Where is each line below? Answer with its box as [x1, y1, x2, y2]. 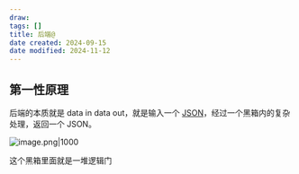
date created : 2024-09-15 [9, 38, 106, 48]
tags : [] [9, 22, 42, 30]
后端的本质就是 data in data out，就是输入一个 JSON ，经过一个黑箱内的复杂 [9, 107, 291, 117]
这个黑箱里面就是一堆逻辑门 [9, 154, 113, 166]
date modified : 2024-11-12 [9, 47, 111, 56]
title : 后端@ [9, 30, 56, 39]
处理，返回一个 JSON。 [9, 118, 97, 129]
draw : [9, 13, 30, 22]
